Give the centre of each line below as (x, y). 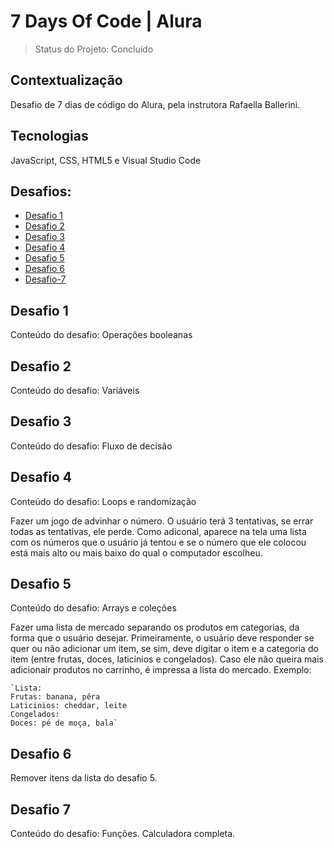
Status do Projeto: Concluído (94, 49)
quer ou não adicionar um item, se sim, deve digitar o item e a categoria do (164, 649)
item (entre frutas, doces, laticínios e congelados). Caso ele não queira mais (167, 659)
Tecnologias (49, 136)
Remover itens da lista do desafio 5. (84, 778)
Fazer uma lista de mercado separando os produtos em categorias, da (155, 627)
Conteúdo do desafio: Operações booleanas (101, 335)
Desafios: (41, 191)
